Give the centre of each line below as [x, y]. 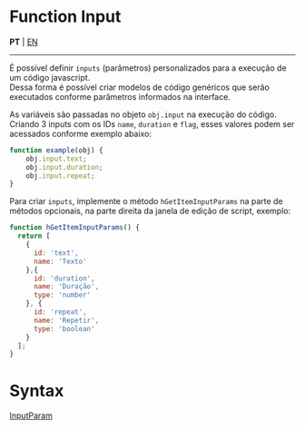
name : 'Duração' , [66, 287]
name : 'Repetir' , [66, 320]
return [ [34, 236]
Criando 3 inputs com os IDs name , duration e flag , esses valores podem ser [152, 123]
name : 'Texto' [60, 261]
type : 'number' [62, 295]
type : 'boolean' [64, 328]
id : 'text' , [56, 253]
